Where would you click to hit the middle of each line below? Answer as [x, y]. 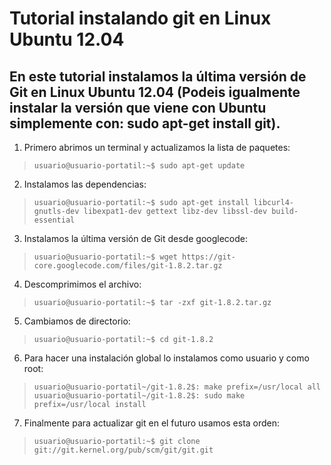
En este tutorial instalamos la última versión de [158, 76]
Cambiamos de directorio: [77, 321]
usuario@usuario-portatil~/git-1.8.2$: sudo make [139, 396]
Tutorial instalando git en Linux [140, 18]
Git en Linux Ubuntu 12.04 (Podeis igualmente [155, 92]
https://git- [209, 257]
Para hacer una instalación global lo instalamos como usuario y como [166, 358]
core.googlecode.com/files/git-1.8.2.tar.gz [128, 266]
